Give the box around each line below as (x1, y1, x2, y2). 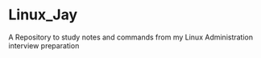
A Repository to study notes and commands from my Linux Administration (8, 32, 254, 42)
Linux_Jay (8, 6, 78, 24)
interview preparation (8, 40, 80, 50)
